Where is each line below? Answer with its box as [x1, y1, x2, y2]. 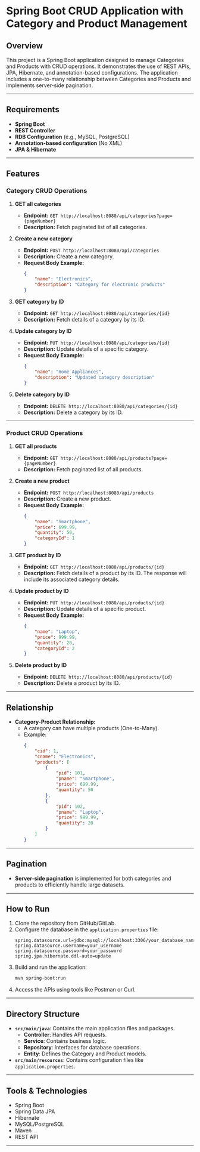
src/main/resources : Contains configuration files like [14, 1057, 144, 1064]
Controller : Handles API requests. [23, 1031, 107, 1039]
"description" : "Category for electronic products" [35, 282, 165, 288]
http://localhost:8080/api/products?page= [60, 455, 168, 461]
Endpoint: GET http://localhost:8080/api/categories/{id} [23, 310, 170, 317]
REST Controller [14, 126, 55, 134]
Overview [6, 41, 43, 51]
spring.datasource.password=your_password [14, 948, 122, 954]
